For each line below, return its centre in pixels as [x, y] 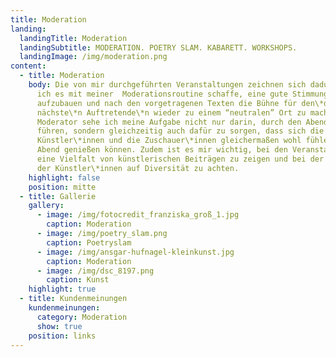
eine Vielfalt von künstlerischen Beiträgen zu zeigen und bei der [180, 159]
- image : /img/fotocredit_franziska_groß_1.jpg [138, 215]
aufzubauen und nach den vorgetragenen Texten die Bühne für [167, 103]
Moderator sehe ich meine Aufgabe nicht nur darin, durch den [169, 122]
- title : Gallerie [58, 196]
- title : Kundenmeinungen [73, 299]
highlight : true [62, 289]
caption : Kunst [78, 280]
